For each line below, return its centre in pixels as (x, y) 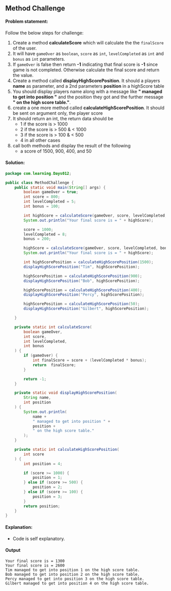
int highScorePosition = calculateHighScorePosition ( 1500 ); (89, 262)
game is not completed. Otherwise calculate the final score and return (86, 70)
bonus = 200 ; (37, 239)
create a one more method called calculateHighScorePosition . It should (88, 108)
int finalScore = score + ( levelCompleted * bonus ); (89, 361)
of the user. (25, 48)
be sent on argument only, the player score (58, 113)
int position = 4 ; (43, 464)
